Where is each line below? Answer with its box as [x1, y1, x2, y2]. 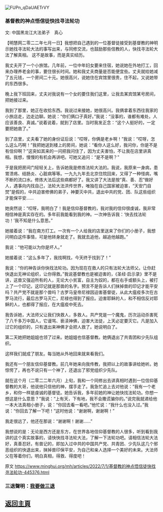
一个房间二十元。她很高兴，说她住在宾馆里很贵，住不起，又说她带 [26, 74, 158, 80]
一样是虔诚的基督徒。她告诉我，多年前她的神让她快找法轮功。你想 [21, 390, 154, 396]
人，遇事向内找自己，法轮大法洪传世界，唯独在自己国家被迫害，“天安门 [5, 183, 147, 189]
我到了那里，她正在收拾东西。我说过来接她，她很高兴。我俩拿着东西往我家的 [5, 108, 158, 113]
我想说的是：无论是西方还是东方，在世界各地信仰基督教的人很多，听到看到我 [5, 429, 158, 435]
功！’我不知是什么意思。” [5, 218, 53, 223]
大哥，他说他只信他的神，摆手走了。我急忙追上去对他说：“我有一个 [17, 384, 152, 389]
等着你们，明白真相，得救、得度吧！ [13, 453, 86, 459]
